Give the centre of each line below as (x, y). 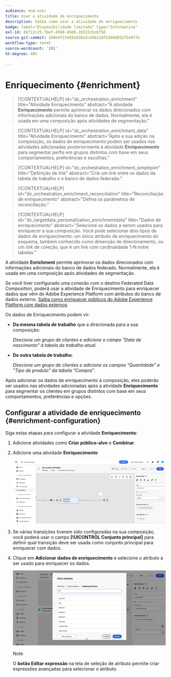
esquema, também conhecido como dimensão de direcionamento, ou (91, 242)
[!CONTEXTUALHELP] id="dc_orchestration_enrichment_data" (83, 131)
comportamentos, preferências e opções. (49, 397)
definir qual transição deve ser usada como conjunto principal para (83, 543)
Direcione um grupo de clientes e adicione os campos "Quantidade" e (86, 365)
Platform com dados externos (36, 305)
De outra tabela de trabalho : (43, 355)
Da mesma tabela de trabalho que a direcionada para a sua (75, 324)
